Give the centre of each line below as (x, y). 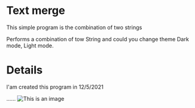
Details (24, 70)
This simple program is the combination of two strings (74, 27)
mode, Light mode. (30, 46)
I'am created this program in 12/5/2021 (55, 87)
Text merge (36, 11)
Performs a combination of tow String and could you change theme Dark (98, 39)
